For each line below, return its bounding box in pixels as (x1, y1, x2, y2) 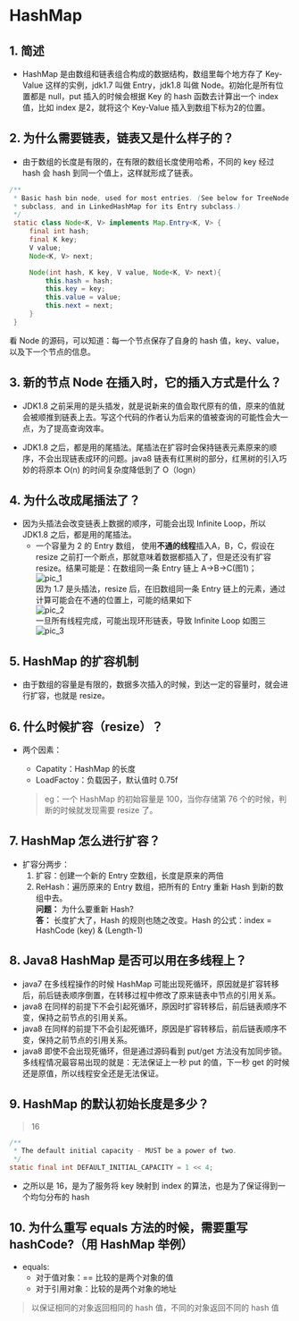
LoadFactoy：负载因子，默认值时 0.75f (35, 775, 179, 785)
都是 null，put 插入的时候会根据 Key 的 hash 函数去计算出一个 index (29, 91, 279, 101)
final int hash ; (29, 227, 90, 236)
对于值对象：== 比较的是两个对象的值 (35, 1272, 174, 1283)
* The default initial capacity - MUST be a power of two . (12, 1147, 238, 1156)
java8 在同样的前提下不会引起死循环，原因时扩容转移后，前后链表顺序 (21, 1001, 279, 1012)
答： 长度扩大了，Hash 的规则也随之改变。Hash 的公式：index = (35, 914, 272, 926)
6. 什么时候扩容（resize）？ (9, 719, 163, 734)
